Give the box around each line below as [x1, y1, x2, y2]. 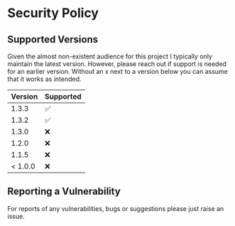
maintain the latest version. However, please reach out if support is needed [7, 60, 227, 68]
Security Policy [7, 5, 99, 21]
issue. [7, 212, 25, 220]
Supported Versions [7, 33, 98, 45]
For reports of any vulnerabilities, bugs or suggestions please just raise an [7, 204, 224, 212]
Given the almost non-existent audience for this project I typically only [7, 52, 213, 60]
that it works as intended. [7, 75, 82, 83]
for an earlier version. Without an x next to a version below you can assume [7, 68, 229, 75]
